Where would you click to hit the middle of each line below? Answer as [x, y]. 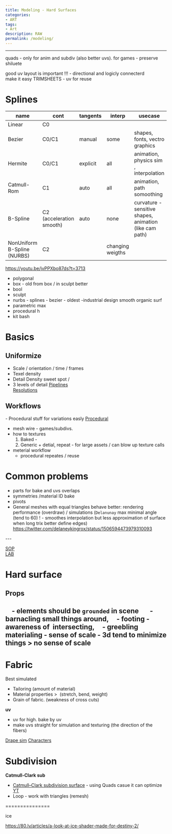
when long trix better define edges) [50, 523]
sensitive [145, 209]
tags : [11, 24]
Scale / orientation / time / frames [48, 368]
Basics [20, 337]
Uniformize [24, 356]
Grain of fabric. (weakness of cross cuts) [56, 700]
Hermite [17, 163]
